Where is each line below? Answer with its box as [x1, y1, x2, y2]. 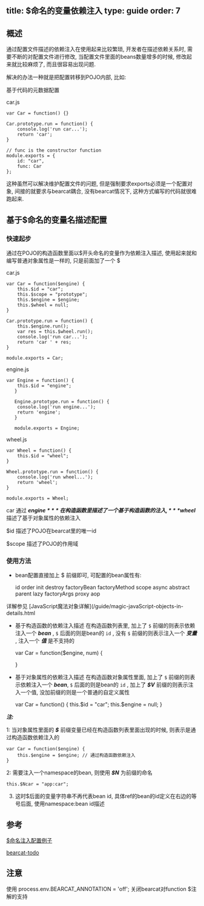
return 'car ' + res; [17, 339, 71, 345]
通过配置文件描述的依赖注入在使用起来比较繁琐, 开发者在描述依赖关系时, [6, 45, 186, 53]
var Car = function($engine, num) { [15, 649, 103, 657]
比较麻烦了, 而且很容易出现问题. [16, 61, 96, 68]
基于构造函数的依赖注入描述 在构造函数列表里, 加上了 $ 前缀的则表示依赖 [15, 622, 196, 629]
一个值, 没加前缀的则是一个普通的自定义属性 [20, 689, 130, 696]
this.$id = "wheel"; [17, 452, 69, 459]
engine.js [6, 366, 29, 373]
